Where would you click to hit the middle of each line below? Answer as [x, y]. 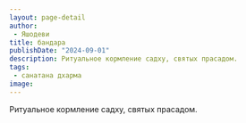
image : [21, 84]
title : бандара [38, 42]
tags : [19, 68]
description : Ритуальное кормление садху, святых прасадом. [124, 59]
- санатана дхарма [47, 76]
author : [24, 26]
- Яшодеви [31, 34]
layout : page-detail [48, 17]
